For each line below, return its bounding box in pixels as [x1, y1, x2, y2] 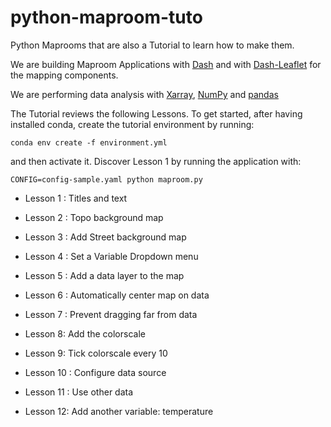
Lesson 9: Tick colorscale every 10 [24, 347, 168, 359]
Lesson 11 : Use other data [24, 386, 134, 398]
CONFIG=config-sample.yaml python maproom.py [10, 174, 203, 185]
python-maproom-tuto [10, 6, 203, 29]
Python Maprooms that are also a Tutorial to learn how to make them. [10, 39, 295, 51]
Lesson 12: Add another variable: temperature [24, 405, 214, 417]
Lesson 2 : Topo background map [24, 211, 164, 223]
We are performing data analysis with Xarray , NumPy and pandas [10, 88, 279, 100]
